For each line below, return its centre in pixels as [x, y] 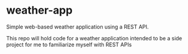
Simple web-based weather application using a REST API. [77, 27]
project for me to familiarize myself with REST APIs [69, 45]
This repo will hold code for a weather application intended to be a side [94, 38]
